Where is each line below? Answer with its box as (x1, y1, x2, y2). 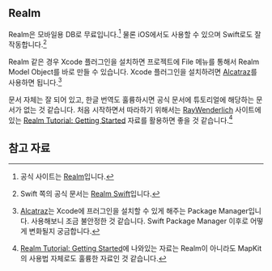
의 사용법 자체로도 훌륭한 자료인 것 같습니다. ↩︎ (19, 254, 168, 264)
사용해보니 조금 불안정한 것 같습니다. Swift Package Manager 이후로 (31, 216, 249, 226)
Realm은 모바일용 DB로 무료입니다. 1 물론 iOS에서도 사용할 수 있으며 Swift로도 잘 (8, 28, 261, 39)
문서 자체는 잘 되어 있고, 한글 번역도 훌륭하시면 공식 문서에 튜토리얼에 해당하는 (8, 95, 255, 104)
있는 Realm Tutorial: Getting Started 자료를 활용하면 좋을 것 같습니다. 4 (8, 113, 233, 125)
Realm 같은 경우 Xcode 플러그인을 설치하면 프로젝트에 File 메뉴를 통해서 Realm (8, 57, 260, 67)
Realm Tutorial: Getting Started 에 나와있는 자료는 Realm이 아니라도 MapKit (19, 243, 262, 253)
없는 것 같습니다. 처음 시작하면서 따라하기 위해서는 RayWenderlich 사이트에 (23, 104, 261, 114)
